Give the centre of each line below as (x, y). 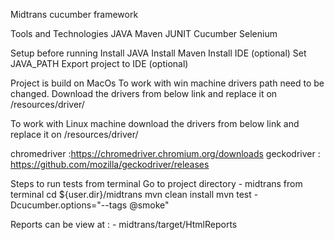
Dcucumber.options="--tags (69, 205)
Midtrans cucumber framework (74, 14)
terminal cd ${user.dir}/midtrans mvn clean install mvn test (131, 194)
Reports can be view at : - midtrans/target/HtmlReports (124, 224)
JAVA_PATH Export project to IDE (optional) (99, 63)
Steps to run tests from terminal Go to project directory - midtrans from (156, 183)
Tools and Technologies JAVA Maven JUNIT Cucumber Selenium (144, 33)
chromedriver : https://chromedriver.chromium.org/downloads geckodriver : (165, 153)
